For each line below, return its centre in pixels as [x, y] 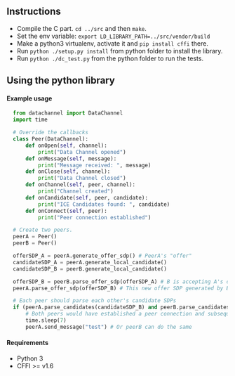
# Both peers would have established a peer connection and [115, 314]
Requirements [28, 343]
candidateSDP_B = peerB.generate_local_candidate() [90, 269]
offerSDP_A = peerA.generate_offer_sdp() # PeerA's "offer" [102, 256]
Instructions [34, 12]
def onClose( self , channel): [68, 171]
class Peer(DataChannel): [51, 139]
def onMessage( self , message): [71, 158]
